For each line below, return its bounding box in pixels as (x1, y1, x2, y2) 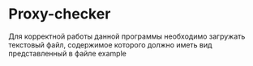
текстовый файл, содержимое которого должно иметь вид (8, 39, 212, 49)
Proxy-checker (8, 5, 111, 23)
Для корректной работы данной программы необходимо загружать (8, 31, 246, 41)
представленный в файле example (8, 48, 127, 58)
